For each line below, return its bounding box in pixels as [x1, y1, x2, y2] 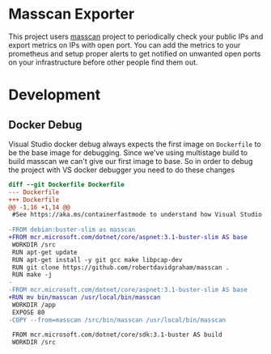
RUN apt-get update [11, 248, 78, 256]
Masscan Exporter [8, 5, 135, 23]
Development [8, 86, 101, 104]
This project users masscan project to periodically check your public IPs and [8, 32, 264, 41]
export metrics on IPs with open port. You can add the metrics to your [8, 40, 241, 49]
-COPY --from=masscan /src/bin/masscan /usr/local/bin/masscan [8, 316, 227, 324]
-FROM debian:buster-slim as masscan [8, 225, 136, 234]
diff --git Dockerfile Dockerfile [8, 180, 125, 188]
